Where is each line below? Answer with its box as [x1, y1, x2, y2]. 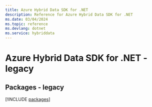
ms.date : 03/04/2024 [5, 17, 48, 22]
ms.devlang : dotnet [5, 26, 46, 31]
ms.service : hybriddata [5, 31, 55, 36]
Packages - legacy [5, 83, 64, 91]
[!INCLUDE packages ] [5, 96, 50, 102]
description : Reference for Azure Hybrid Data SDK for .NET [5, 12, 133, 17]
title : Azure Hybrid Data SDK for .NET [5, 7, 88, 13]
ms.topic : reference [5, 21, 48, 27]
